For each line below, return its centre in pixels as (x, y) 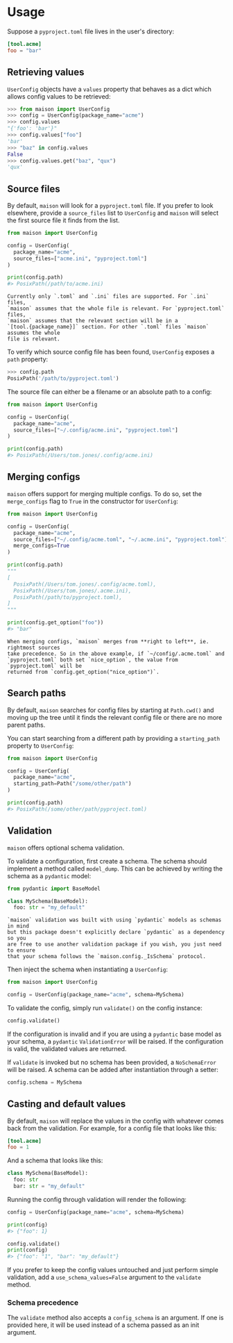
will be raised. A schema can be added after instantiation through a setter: (113, 1069)
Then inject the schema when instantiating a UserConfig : (88, 969)
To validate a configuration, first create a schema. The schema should (107, 861)
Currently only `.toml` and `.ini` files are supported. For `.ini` (108, 297)
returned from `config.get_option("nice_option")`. (83, 672)
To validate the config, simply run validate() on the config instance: (105, 1008)
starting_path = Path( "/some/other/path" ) (72, 784)
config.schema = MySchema (44, 1082)
